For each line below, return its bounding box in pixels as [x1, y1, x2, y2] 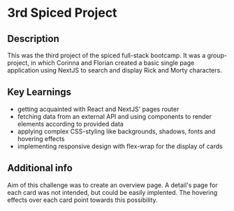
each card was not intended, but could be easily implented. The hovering [7, 188, 218, 196]
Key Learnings [7, 86, 72, 99]
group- [207, 51, 228, 59]
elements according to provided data [17, 119, 124, 128]
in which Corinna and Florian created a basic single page [31, 59, 195, 67]
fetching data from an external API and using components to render [17, 112, 212, 120]
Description [7, 33, 59, 45]
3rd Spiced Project [7, 5, 117, 21]
